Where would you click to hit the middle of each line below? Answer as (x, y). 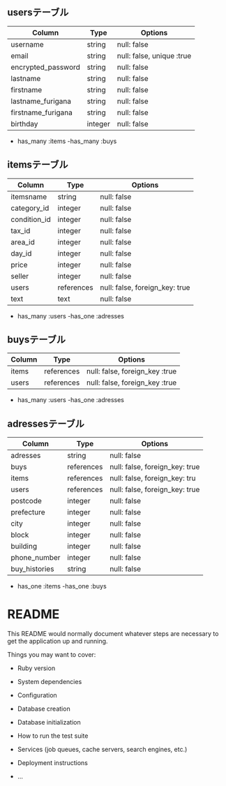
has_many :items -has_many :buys (67, 141)
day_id (21, 253)
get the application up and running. (58, 642)
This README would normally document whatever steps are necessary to (113, 634)
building (24, 547)
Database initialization (49, 722)
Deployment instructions (53, 763)
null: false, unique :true (154, 56)
